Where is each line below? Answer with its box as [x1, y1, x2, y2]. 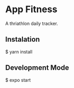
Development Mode [5, 64, 69, 72]
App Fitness [5, 4, 58, 15]
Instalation [5, 35, 40, 44]
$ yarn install [5, 48, 33, 54]
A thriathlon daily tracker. [5, 20, 58, 26]
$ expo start [5, 77, 31, 83]
